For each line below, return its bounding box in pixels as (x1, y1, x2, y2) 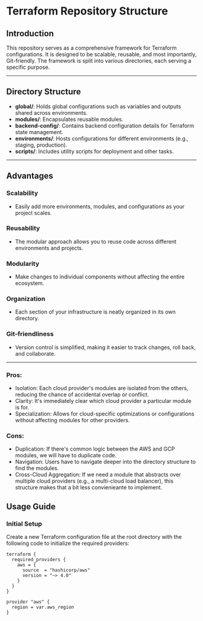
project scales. (14, 209, 53, 216)
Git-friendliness (6, 330, 54, 338)
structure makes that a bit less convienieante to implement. (14, 484, 163, 491)
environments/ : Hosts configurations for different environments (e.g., (14, 135, 189, 142)
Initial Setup (6, 520, 42, 528)
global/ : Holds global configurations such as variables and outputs (14, 103, 181, 110)
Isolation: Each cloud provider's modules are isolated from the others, (14, 384, 188, 391)
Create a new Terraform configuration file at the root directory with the (6, 533, 182, 540)
